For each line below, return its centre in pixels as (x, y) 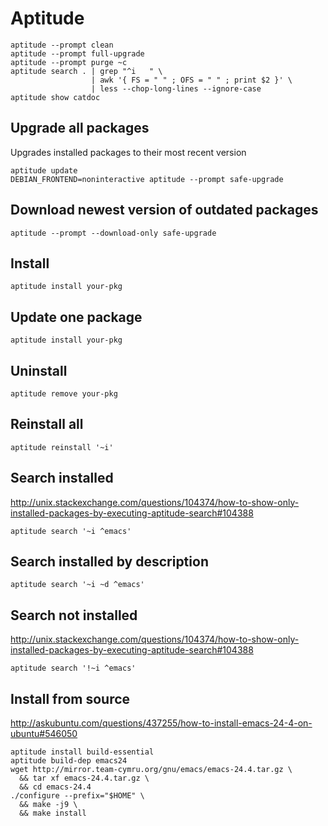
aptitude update (44, 170)
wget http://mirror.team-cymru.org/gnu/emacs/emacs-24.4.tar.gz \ (151, 770)
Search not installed (74, 615)
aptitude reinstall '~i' (62, 447)
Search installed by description (109, 562)
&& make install (53, 813)
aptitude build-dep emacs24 (69, 761)
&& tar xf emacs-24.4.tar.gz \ (84, 778)
